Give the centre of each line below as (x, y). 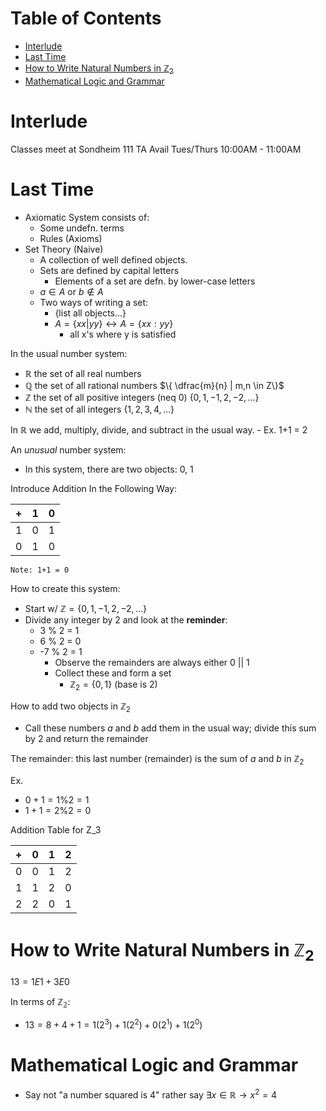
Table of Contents (86, 18)
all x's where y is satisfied (123, 334)
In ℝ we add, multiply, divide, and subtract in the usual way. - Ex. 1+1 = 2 (159, 429)
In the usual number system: (69, 353)
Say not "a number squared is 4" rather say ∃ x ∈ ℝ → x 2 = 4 (150, 1094)
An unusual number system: (68, 449)
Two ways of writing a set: (94, 302)
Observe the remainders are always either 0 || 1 (152, 662)
